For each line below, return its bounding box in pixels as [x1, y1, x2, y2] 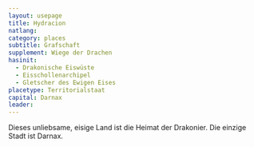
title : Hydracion [8, 19, 66, 27]
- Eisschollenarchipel [15, 71, 91, 79]
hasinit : [8, 57, 38, 65]
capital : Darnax [8, 93, 62, 101]
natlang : [8, 26, 38, 34]
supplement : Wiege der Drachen [8, 49, 113, 57]
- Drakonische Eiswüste [15, 64, 94, 72]
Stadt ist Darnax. [8, 131, 64, 141]
